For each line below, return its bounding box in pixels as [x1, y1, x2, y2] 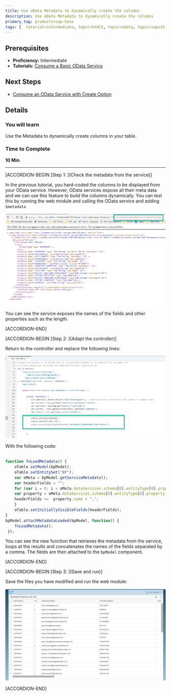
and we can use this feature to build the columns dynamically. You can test [5, 192, 162, 198]
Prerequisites [5, 44, 49, 53]
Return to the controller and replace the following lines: [5, 346, 121, 352]
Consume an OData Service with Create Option [12, 91, 112, 97]
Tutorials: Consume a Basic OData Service [12, 63, 103, 69]
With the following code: [5, 443, 56, 449]
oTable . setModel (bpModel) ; [14, 465, 72, 470]
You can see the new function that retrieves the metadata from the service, [5, 538, 163, 544]
